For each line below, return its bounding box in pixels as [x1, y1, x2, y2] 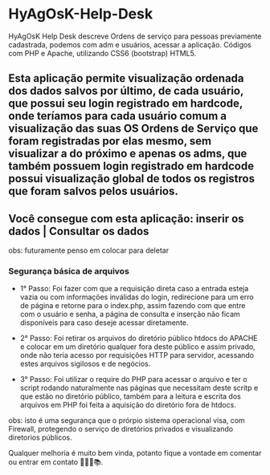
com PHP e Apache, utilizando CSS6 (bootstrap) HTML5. [8, 48, 197, 58]
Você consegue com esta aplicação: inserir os [8, 212, 244, 225]
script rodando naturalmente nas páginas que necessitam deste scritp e [19, 383, 259, 393]
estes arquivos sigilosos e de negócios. [19, 359, 151, 369]
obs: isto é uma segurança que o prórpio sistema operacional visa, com [8, 416, 245, 425]
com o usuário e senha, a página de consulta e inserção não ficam [19, 310, 241, 319]
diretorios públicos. [8, 432, 72, 442]
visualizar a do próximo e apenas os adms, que [8, 147, 247, 160]
